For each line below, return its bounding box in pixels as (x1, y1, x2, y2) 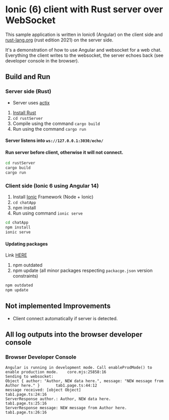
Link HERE (5, 252, 27, 258)
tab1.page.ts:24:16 (5, 392, 47, 397)
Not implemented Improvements (5, 302, 111, 310)
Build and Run (5, 73, 50, 81)
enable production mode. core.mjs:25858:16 (5, 370, 107, 375)
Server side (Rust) (5, 88, 52, 95)
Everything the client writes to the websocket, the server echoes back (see (5, 52, 164, 58)
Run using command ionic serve (12, 210, 83, 216)
